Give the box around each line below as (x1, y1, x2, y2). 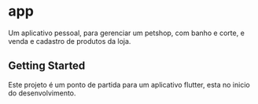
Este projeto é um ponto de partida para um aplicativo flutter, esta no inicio (8, 80, 250, 89)
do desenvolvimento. (8, 88, 76, 98)
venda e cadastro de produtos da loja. (8, 36, 131, 45)
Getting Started (8, 59, 86, 73)
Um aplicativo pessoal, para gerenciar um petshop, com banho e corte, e (8, 28, 245, 38)
